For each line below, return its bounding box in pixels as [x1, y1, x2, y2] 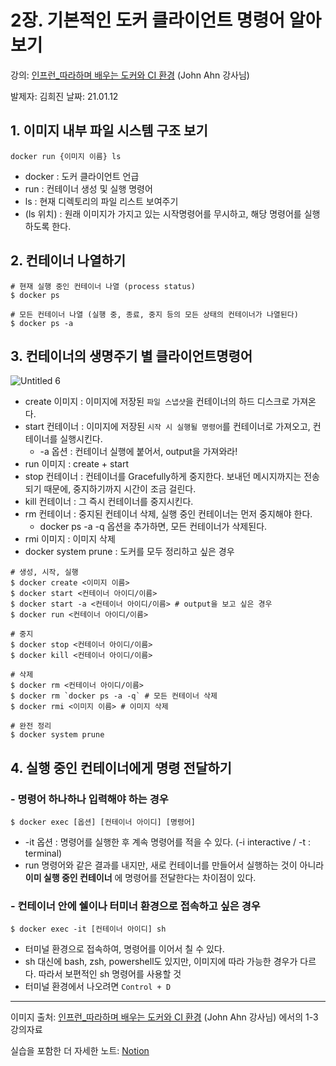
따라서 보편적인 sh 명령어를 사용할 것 [38, 968, 182, 980]
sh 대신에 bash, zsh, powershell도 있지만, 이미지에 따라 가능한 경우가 [24, 956, 298, 968]
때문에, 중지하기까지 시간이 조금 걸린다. [43, 483, 197, 495]
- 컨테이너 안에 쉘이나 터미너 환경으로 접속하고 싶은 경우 [10, 899, 261, 913]
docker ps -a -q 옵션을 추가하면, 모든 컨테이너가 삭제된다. [39, 521, 268, 533]
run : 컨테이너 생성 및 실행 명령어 [24, 182, 153, 195]
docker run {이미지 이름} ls [10, 151, 122, 161]
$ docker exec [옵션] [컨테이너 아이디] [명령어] [10, 817, 196, 828]
